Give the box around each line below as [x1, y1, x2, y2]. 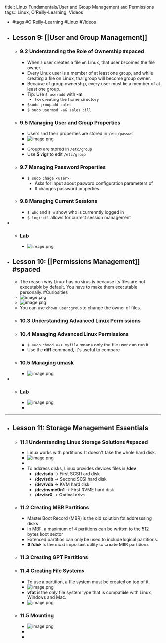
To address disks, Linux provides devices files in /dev [27, 465, 137, 472]
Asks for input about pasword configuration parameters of [34, 180, 153, 186]
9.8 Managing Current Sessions [19, 198, 98, 205]
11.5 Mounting [19, 612, 54, 619]
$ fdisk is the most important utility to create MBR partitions [27, 542, 149, 547]
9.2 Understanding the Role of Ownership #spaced [19, 48, 144, 55]
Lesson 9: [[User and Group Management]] [12, 33, 147, 42]
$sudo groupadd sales [27, 102, 72, 107]
